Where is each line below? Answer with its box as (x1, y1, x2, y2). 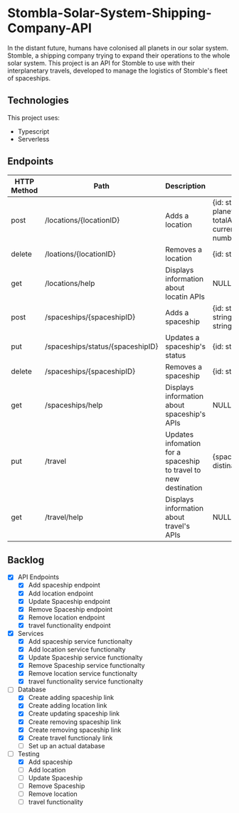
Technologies (7, 95, 70, 107)
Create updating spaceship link (28, 709, 120, 718)
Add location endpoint (28, 589, 94, 597)
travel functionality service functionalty (28, 677, 144, 686)
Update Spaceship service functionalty (28, 653, 143, 661)
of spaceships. (7, 73, 51, 83)
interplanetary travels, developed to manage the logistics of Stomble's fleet (7, 66, 228, 75)
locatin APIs (165, 292, 205, 302)
